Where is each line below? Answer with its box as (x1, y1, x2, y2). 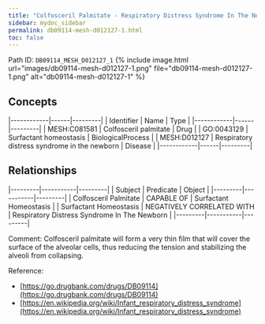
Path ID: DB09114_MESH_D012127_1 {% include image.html (8, 55, 189, 65)
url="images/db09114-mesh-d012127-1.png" (8, 64, 152, 73)
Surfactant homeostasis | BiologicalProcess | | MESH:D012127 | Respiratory (8, 133, 253, 142)
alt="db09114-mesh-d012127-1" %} (30, 72, 146, 81)
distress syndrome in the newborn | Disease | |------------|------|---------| (8, 141, 252, 151)
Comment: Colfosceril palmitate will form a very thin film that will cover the (8, 234, 251, 243)
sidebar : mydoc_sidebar (8, 19, 87, 27)
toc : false (8, 33, 44, 42)
